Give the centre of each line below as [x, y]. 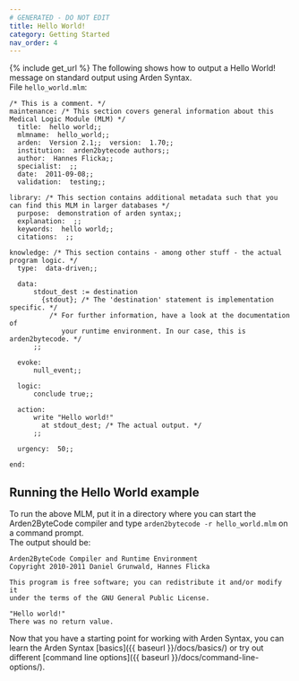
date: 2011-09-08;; [56, 175]
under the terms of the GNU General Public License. [110, 598]
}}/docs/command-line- [215, 658]
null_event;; [57, 371]
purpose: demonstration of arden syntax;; [99, 214]
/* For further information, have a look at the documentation [170, 316]
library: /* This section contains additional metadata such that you [144, 198]
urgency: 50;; [46, 450]
